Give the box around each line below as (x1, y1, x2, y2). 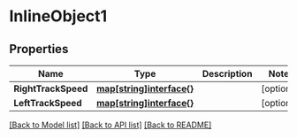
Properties (9, 42, 69, 57)
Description (202, 68, 253, 80)
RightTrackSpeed (13, 82, 88, 95)
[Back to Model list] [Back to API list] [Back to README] (9, 119, 212, 130)
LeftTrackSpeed (13, 97, 82, 109)
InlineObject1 (9, 6, 108, 27)
